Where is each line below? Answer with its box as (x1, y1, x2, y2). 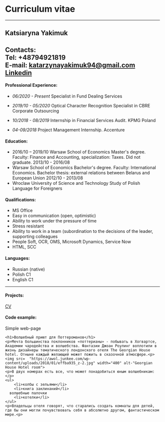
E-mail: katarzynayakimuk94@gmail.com (5, 61, 136, 69)
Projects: (5, 293, 24, 298)
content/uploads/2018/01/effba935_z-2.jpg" (5, 360, 96, 366)
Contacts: (5, 46, 36, 54)
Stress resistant (12, 223, 44, 229)
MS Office (12, 207, 33, 214)
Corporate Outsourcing (12, 108, 59, 114)
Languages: (5, 255, 30, 261)
